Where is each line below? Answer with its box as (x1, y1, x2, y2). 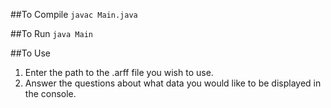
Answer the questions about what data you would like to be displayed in (24, 77, 322, 89)
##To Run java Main (10, 28, 93, 39)
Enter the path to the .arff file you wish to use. (24, 67, 214, 78)
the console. (24, 88, 77, 99)
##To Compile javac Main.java (10, 9, 138, 20)
